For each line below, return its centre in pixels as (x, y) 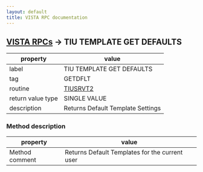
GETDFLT (77, 79)
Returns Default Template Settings (112, 108)
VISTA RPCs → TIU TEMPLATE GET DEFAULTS (94, 42)
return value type (34, 98)
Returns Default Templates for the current (124, 152)
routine (19, 89)
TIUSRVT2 (79, 89)
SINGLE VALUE (85, 98)
